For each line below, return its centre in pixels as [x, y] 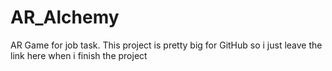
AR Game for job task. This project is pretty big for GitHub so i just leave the [166, 45]
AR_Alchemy [65, 17]
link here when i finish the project [79, 55]
